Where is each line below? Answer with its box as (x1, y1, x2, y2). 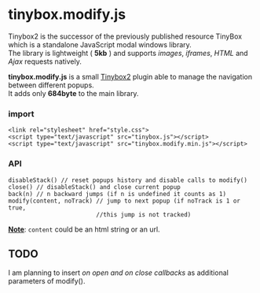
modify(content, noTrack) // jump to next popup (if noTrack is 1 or (8, 197, 241, 205)
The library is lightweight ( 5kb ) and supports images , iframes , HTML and (8, 48, 249, 57)
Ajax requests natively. (8, 57, 82, 66)
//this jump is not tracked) (95, 210, 192, 218)
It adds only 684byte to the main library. (8, 88, 139, 98)
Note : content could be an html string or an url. (8, 224, 160, 234)
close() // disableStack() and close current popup (8, 183, 181, 191)
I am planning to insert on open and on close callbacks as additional (8, 268, 229, 277)
